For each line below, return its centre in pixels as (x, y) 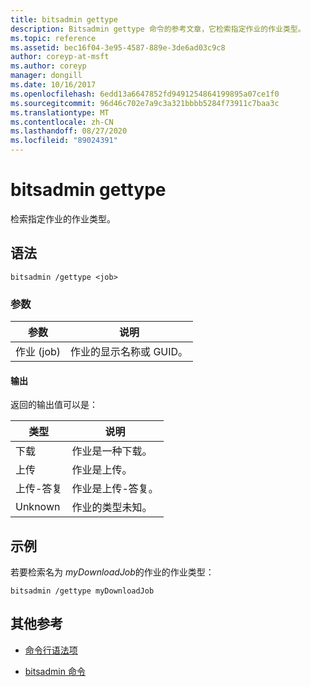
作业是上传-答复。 (115, 489)
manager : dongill (46, 76)
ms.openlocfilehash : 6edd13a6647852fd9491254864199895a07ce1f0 (145, 94)
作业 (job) (38, 352)
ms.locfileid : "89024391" (64, 141)
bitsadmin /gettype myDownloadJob (82, 591)
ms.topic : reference (53, 38)
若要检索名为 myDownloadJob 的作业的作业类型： (112, 572)
